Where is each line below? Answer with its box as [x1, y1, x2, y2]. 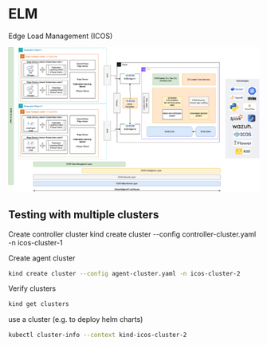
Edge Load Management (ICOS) [8, 31, 113, 41]
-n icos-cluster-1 [8, 237, 63, 247]
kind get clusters [8, 300, 69, 308]
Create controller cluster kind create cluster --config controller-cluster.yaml [8, 229, 257, 239]
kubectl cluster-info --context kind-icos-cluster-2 [8, 331, 187, 339]
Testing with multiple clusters [8, 208, 159, 222]
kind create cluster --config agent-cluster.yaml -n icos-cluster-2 [8, 269, 241, 277]
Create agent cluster [8, 253, 76, 263]
